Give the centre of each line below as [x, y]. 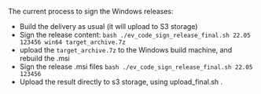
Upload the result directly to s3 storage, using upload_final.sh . [121, 82]
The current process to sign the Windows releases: [91, 11]
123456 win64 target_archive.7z [72, 42]
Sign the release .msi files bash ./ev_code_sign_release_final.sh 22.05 [136, 67]
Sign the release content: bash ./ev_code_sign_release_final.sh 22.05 [135, 35]
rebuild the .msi [45, 58]
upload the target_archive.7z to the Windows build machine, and [126, 50]
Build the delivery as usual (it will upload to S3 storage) [108, 26]
